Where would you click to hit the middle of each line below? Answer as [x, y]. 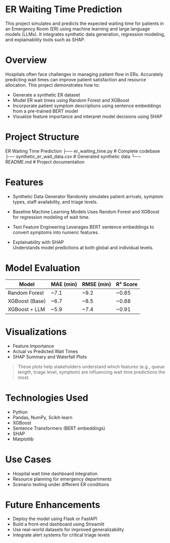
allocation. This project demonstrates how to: [53, 85]
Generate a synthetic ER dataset [46, 94]
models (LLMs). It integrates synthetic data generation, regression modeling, [85, 34]
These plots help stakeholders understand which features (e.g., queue [91, 366]
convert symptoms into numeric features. [56, 232]
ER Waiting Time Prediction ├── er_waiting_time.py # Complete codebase [83, 151]
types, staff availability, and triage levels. [55, 202]
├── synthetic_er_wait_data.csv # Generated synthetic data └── [73, 156]
